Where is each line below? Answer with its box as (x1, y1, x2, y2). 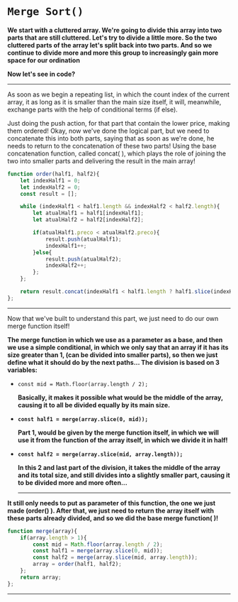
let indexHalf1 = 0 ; (20, 177, 81, 184)
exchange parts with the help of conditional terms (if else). (7, 105, 178, 114)
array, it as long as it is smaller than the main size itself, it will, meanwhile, (7, 97, 222, 106)
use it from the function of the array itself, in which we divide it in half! (17, 435, 228, 444)
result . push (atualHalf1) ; (45, 236, 122, 243)
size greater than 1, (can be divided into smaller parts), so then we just (7, 350, 218, 359)
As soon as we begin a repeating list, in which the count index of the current (7, 90, 230, 99)
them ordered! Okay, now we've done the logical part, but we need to (7, 126, 210, 135)
